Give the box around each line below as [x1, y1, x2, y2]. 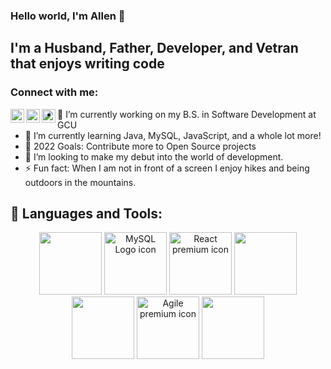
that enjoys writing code [10, 55, 165, 73]
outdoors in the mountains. [24, 176, 137, 188]
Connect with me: [10, 85, 99, 99]
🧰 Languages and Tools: [10, 205, 163, 222]
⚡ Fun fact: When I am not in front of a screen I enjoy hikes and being [24, 162, 310, 174]
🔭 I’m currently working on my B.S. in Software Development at [57, 108, 317, 120]
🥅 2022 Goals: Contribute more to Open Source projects [24, 140, 257, 152]
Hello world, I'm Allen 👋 [10, 9, 126, 23]
